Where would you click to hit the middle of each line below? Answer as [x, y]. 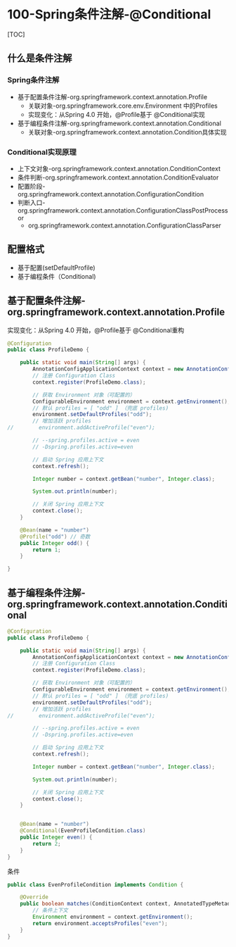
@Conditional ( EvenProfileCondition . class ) [83, 831]
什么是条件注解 [40, 58]
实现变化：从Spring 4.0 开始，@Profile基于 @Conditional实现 [116, 114]
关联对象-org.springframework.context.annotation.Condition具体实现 [127, 132]
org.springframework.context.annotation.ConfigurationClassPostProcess [123, 210]
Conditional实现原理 [42, 152]
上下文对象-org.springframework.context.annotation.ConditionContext [119, 168]
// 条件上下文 [51, 910]
